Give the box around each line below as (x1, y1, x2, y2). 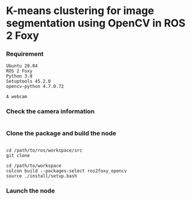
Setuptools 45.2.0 (6, 78, 51, 84)
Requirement (6, 50, 44, 58)
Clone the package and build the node (6, 129, 117, 137)
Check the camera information (6, 107, 95, 115)
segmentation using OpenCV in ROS (6, 16, 186, 30)
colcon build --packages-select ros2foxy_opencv (6, 168, 127, 174)
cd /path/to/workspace (6, 163, 62, 169)
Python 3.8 (6, 73, 33, 80)
